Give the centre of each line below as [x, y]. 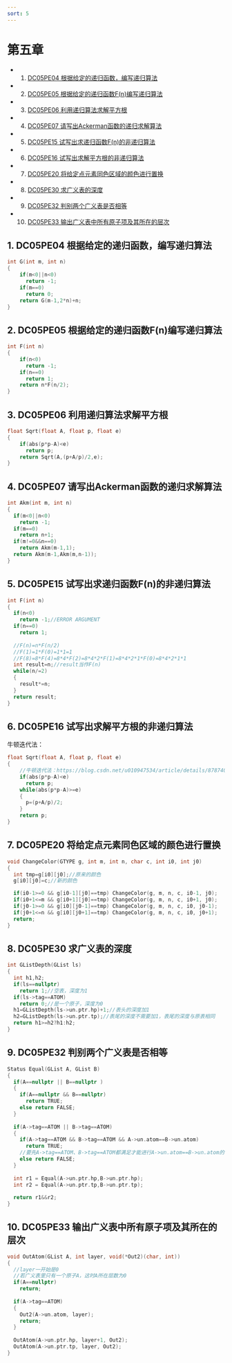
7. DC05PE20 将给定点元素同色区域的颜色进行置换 [114, 845]
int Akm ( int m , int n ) [40, 503]
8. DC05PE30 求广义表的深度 [70, 948]
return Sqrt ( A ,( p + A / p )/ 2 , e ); [61, 457]
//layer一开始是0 [36, 1270]
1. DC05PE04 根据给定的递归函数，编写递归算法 [110, 245]
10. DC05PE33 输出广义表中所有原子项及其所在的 [112, 1227]
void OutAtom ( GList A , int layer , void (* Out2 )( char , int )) [94, 1257]
